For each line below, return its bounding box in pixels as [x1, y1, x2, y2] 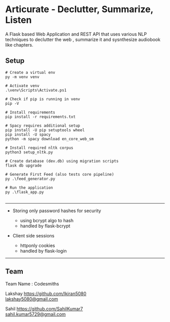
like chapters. [5, 42, 34, 48]
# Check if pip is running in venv [5, 96, 80, 102]
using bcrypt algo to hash [20, 217, 74, 223]
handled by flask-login [20, 248, 67, 254]
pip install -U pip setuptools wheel [5, 128, 85, 133]
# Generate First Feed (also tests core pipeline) [5, 172, 114, 177]
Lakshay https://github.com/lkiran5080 [5, 290, 87, 297]
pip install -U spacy [5, 132, 51, 137]
